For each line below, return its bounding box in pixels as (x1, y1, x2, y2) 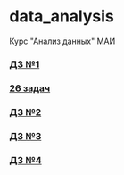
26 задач (9, 82, 51, 95)
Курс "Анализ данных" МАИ (9, 36, 116, 46)
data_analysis (9, 6, 114, 27)
